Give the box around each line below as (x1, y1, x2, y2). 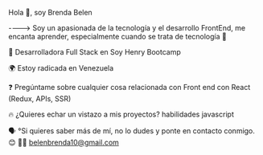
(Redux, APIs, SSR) (8, 94, 72, 104)
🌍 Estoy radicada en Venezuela (8, 63, 114, 72)
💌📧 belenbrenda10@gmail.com (17, 137, 119, 147)
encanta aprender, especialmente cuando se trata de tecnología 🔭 (8, 32, 227, 41)
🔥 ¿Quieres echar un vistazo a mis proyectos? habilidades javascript (8, 109, 235, 119)
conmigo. (224, 126, 256, 136)
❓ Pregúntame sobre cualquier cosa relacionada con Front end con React (8, 83, 251, 92)
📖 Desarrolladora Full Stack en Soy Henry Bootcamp (8, 47, 181, 56)
